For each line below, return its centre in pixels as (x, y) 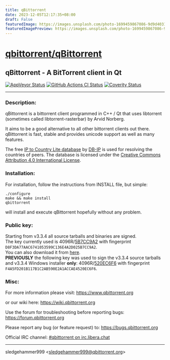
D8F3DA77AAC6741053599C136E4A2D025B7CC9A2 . (51, 247)
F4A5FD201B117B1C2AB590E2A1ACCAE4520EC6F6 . (51, 269)
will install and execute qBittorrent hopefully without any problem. (74, 212)
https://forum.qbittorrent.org (35, 318)
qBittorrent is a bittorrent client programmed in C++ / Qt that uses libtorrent (83, 114)
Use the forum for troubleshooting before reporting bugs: (65, 312)
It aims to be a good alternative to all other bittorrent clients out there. (78, 129)
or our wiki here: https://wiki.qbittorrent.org (50, 303)
